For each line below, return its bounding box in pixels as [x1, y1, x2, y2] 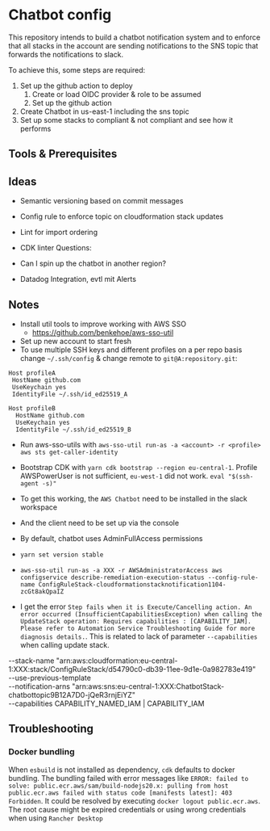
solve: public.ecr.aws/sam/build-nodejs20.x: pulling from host [8, 782, 229, 790]
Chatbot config [8, 6, 112, 24]
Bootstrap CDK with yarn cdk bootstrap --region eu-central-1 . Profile [19, 462, 258, 472]
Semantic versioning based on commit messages [19, 196, 184, 206]
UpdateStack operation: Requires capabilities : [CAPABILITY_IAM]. [19, 617, 251, 625]
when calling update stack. [19, 640, 110, 649]
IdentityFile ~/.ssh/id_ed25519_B [15, 426, 131, 434]
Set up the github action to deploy [19, 81, 133, 90]
